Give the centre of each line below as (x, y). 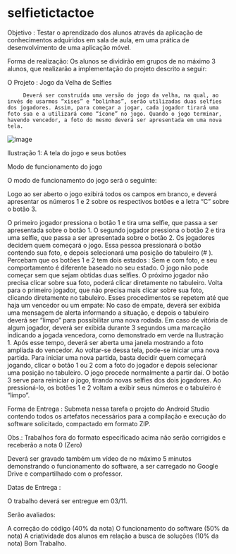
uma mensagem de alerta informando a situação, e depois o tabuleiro (108, 313)
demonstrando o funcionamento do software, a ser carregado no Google (113, 466)
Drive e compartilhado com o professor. (65, 474)
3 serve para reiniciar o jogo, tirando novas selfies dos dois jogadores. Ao (114, 380)
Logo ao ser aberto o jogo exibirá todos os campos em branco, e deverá (112, 194)
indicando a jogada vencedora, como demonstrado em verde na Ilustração (116, 335)
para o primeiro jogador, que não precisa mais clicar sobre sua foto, (106, 290)
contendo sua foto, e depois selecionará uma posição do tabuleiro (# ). (110, 253)
